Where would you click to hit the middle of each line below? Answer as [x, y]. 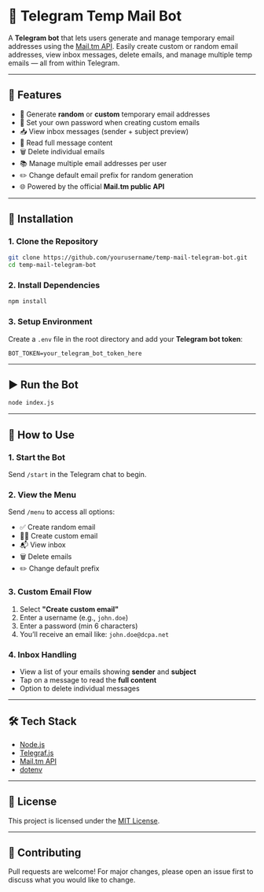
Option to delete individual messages [79, 688]
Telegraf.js [37, 753]
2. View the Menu [42, 494]
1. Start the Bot [37, 457]
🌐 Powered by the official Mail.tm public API [92, 186]
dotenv [31, 769]
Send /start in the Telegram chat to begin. [77, 475]
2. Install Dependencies [54, 285]
